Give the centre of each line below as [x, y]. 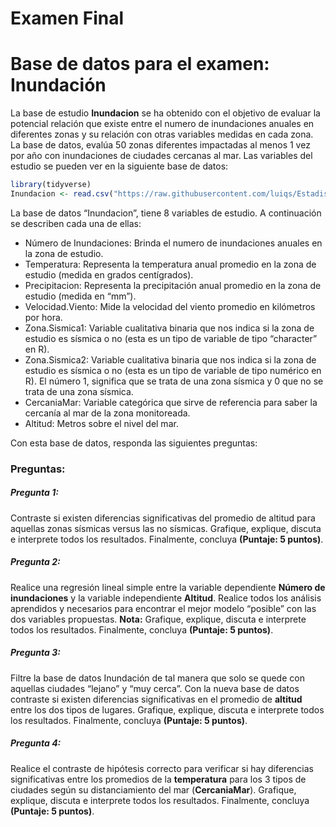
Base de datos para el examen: [140, 64]
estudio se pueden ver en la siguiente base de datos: [119, 166]
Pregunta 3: [35, 653]
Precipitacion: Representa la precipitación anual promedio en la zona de [173, 285]
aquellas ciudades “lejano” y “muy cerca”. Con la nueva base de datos [155, 688]
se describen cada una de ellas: [76, 223]
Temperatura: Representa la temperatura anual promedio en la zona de [170, 264]
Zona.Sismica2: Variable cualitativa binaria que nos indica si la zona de [170, 359]
